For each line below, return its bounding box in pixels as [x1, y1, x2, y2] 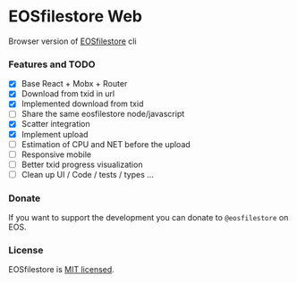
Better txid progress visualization [21, 159, 143, 170]
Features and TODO [8, 58, 96, 71]
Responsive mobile [21, 149, 92, 160]
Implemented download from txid [21, 98, 144, 109]
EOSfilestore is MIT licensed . [8, 264, 115, 275]
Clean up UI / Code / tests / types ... [21, 169, 154, 179]
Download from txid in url [21, 88, 115, 99]
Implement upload [21, 129, 89, 139]
